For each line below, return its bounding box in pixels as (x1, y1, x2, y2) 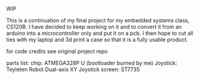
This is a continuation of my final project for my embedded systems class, (6, 17, 190, 24)
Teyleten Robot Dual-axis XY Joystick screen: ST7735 (6, 66, 140, 73)
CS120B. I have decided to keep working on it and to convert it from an (6, 24, 182, 30)
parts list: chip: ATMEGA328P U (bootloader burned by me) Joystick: (6, 60, 177, 66)
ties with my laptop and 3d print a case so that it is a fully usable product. (6, 36, 188, 43)
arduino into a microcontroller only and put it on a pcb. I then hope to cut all (6, 30, 194, 37)
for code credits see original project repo (6, 48, 108, 55)
